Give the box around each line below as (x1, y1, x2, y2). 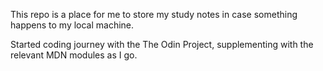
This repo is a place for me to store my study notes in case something (10, 9, 298, 20)
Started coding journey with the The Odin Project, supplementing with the (10, 39, 314, 50)
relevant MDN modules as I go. (10, 49, 138, 61)
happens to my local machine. (10, 19, 135, 31)
